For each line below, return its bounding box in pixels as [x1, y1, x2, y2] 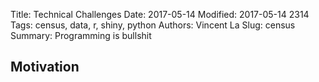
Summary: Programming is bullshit [10, 30, 152, 41]
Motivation [10, 59, 80, 76]
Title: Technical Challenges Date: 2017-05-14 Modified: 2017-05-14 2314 [10, 9, 310, 20]
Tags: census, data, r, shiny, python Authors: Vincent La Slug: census [10, 19, 296, 31]
